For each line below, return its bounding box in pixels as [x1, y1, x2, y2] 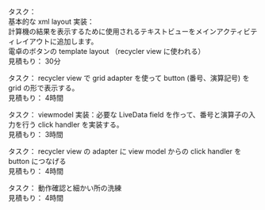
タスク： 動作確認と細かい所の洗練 [8, 183, 121, 193]
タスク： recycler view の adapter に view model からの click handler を [8, 147, 242, 156]
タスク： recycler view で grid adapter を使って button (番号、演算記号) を [8, 74, 250, 82]
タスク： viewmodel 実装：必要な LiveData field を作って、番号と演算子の [8, 110, 248, 119]
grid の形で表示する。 [8, 83, 79, 93]
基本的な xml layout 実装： [8, 17, 95, 26]
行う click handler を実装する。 [21, 120, 125, 129]
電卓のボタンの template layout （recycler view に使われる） [8, 47, 205, 55]
